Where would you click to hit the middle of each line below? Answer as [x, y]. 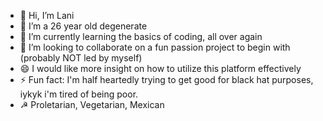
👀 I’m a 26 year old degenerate [83, 26]
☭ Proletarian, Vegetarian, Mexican [92, 104]
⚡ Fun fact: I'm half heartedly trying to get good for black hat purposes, [166, 79]
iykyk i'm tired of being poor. [79, 94]
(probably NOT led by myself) [81, 58]
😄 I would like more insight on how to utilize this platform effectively [160, 68]
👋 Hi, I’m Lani [47, 15]
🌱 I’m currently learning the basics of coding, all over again [141, 36]
